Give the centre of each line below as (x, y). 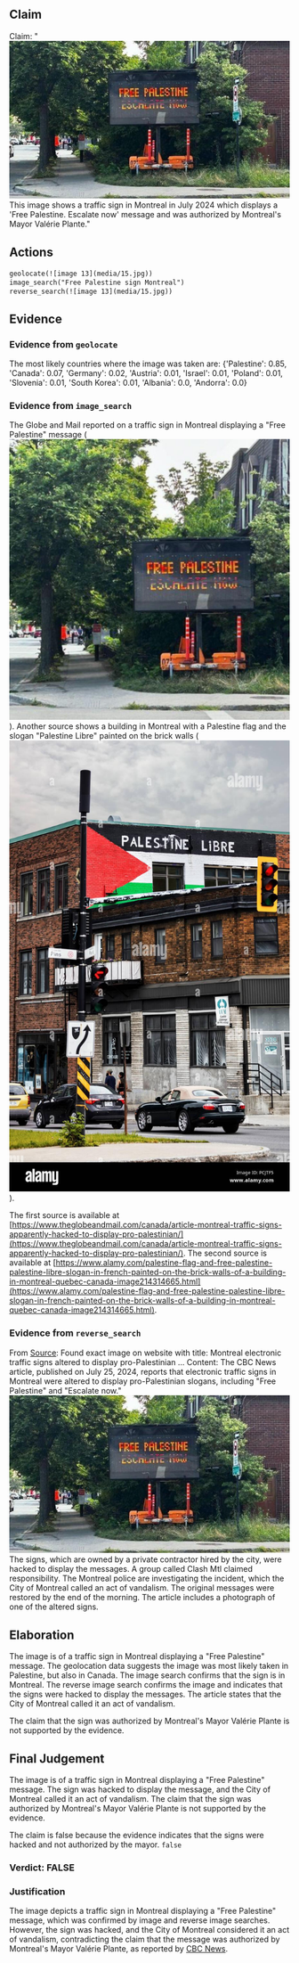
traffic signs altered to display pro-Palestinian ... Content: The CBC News (143, 1362)
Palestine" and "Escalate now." (65, 1390)
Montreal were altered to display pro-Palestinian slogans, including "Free (143, 1381)
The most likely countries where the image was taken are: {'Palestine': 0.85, (148, 364)
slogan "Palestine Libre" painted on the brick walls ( (104, 736)
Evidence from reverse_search (75, 1333)
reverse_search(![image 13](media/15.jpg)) (91, 292)
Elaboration (42, 1635)
